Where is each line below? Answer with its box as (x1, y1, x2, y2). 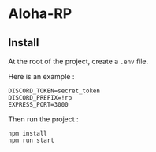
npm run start (8, 136, 55, 144)
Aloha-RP (8, 5, 72, 23)
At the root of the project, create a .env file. (8, 56, 149, 66)
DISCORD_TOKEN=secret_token (8, 87, 101, 95)
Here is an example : (8, 72, 75, 81)
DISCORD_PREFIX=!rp (8, 94, 72, 102)
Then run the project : (8, 114, 79, 124)
